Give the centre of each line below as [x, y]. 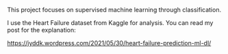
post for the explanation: [42, 30]
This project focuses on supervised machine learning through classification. [114, 10]
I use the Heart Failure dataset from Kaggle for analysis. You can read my [110, 23]
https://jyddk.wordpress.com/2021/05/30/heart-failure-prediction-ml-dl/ [109, 43]
